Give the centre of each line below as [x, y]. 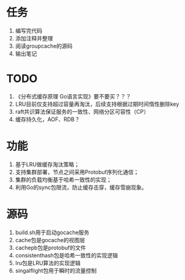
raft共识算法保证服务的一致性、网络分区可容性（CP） [82, 111]
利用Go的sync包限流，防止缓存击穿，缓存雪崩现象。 [81, 187]
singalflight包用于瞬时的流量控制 [56, 270]
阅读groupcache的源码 [44, 46]
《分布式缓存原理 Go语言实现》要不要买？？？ [73, 96]
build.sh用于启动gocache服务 [52, 232]
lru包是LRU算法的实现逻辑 [48, 263]
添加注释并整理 [34, 38]
